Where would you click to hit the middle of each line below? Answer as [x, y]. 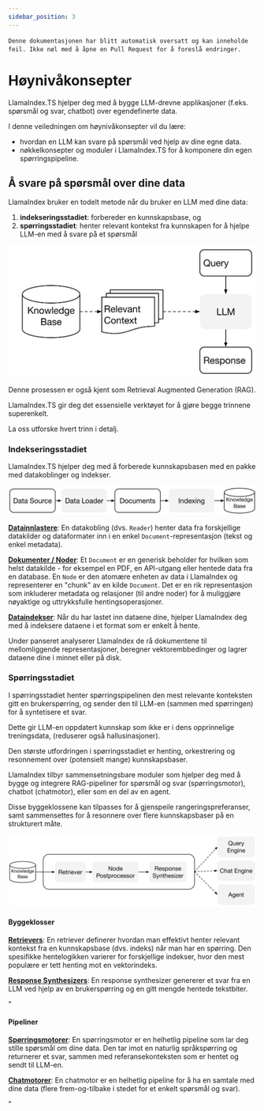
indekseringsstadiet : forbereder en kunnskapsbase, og [110, 217]
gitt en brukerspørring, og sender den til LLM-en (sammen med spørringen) [131, 703]
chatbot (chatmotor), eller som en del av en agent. [89, 792]
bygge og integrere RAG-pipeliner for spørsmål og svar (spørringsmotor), [127, 783]
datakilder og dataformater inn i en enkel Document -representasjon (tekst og [130, 536]
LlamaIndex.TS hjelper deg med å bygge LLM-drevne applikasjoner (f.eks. [128, 102]
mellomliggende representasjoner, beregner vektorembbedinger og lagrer [128, 649]
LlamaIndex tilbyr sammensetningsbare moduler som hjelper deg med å [125, 774]
